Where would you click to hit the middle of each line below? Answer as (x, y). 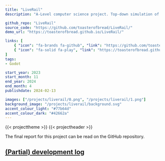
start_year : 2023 (23, 72)
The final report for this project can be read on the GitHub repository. (75, 137)
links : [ (14, 41)
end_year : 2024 (21, 82)
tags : (11, 59)
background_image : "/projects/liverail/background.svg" (63, 104)
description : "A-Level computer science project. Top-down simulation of (82, 14)
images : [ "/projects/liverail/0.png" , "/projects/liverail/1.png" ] (76, 99)
